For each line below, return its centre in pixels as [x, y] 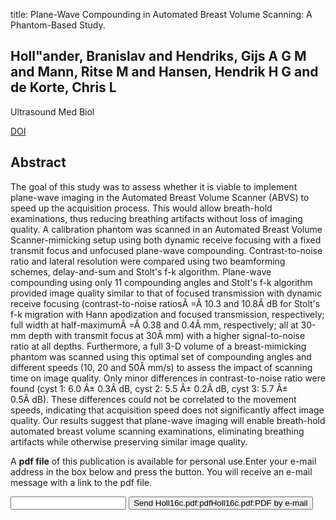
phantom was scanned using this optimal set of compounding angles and [161, 356]
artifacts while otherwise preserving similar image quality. [129, 441]
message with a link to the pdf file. [81, 482]
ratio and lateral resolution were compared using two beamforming [148, 261]
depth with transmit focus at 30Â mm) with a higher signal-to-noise [167, 335]
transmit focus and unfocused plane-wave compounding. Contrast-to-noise [166, 250]
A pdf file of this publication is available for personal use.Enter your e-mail [163, 461]
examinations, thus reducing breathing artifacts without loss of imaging [156, 218]
